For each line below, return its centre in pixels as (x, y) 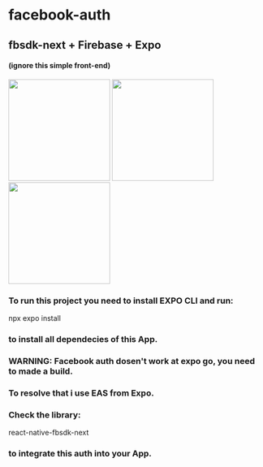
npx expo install (34, 318)
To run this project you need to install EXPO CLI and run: (121, 301)
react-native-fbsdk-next (49, 433)
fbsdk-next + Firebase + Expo (85, 45)
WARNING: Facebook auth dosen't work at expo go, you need (132, 361)
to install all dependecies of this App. (83, 339)
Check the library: (45, 414)
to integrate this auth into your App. (80, 454)
